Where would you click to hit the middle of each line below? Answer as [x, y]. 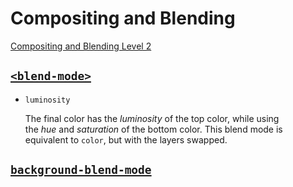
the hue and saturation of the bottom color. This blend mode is [153, 129]
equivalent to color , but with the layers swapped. [126, 139]
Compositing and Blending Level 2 [81, 46]
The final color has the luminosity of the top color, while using [152, 118]
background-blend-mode [81, 170]
